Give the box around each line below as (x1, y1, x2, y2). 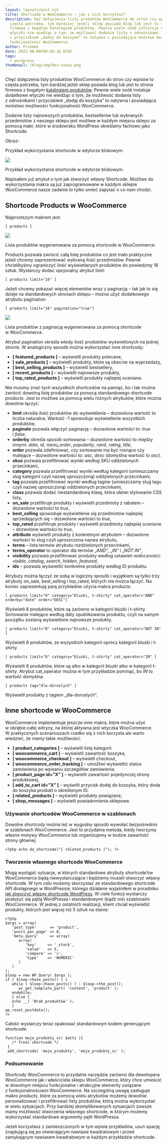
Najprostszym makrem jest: (5, 214, 61, 220)
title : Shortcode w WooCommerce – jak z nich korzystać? (5, 12, 126, 17)
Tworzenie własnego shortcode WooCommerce (5, 858, 123, 865)
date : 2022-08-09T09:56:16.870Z (5, 49, 72, 54)
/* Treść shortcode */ (11, 1040, 59, 1045)
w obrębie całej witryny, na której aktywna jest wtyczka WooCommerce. (5, 724, 153, 731)
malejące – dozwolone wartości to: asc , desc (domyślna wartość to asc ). (12, 452, 162, 458)
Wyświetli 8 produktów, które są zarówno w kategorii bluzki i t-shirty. (5, 606, 147, 612)
